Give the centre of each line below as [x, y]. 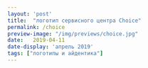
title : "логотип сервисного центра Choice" [74, 21]
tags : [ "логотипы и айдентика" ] [55, 54]
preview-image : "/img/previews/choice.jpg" [73, 34]
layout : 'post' [30, 14]
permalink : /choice [36, 27]
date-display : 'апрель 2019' [51, 47]
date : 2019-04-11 [36, 40]
